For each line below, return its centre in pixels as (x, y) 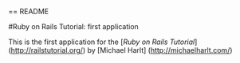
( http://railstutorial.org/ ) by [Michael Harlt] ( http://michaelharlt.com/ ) (120, 50)
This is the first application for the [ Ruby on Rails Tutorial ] (103, 42)
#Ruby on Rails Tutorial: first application (74, 26)
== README (29, 11)
